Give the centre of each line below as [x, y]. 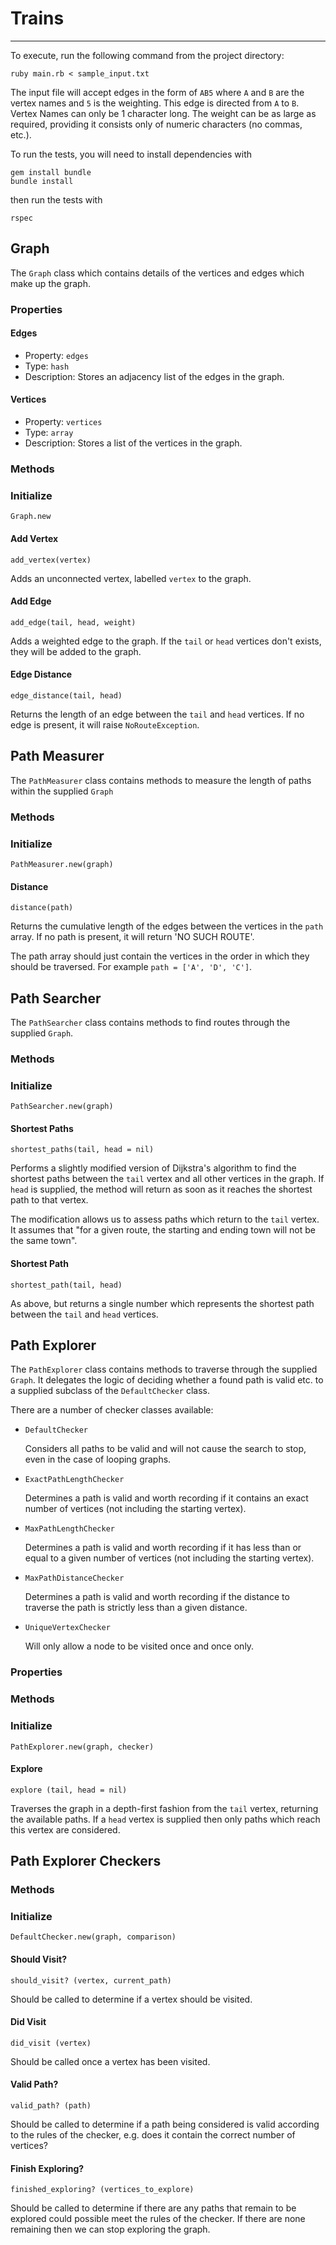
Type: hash [47, 366]
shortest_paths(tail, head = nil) [82, 1150]
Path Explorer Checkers [86, 1861]
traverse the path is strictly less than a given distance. [136, 1608]
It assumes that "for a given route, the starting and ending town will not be [163, 1230]
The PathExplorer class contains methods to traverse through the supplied [164, 1369]
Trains [37, 18]
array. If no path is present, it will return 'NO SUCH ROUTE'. [132, 937]
